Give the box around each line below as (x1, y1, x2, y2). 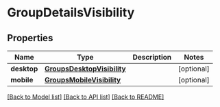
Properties (7, 32, 53, 44)
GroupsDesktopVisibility (44, 64, 126, 73)
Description (132, 53, 172, 62)
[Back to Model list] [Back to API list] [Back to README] (7, 93, 164, 101)
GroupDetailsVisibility (7, 5, 135, 21)
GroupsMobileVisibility (44, 75, 121, 84)
